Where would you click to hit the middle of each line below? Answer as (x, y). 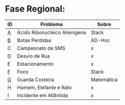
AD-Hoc (101, 40)
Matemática (104, 79)
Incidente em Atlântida (42, 95)
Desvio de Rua (34, 56)
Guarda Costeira (36, 79)
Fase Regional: (35, 9)
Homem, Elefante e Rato (44, 87)
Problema (52, 24)
